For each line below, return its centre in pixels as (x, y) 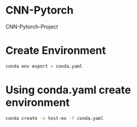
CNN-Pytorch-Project (32, 27)
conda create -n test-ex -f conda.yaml (55, 118)
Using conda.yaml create (68, 90)
